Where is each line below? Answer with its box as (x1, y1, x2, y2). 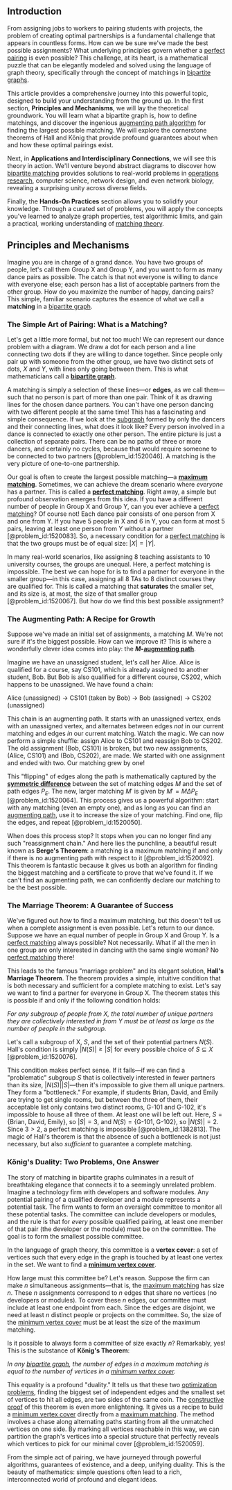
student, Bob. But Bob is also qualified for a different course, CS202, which (7, 673, 222, 681)
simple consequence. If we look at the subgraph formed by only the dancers (7, 415, 225, 423)
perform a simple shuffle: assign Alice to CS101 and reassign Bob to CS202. (7, 737, 223, 745)
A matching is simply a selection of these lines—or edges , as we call (7, 385, 203, 394)
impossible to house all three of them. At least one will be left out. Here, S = (7, 1110, 223, 1119)
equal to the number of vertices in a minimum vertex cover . (7, 1367, 176, 1375)
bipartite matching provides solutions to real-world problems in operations (7, 169, 220, 177)
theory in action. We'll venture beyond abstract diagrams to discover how (7, 161, 217, 169)
